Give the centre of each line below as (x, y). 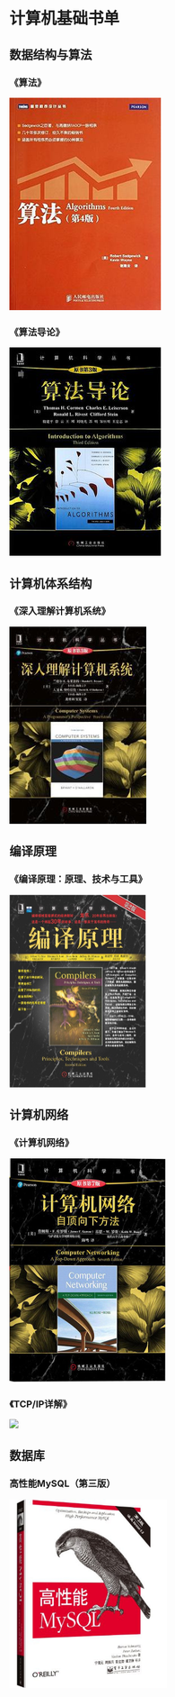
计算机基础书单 (65, 18)
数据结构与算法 (51, 55)
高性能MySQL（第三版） (62, 1483)
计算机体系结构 (51, 584)
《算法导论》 (37, 332)
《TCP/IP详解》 (41, 1404)
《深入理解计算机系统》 (60, 611)
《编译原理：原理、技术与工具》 (79, 880)
